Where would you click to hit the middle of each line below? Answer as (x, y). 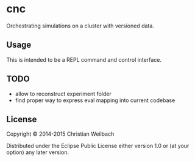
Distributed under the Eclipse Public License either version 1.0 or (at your (98, 146)
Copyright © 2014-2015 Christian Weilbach (60, 134)
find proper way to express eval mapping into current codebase (95, 100)
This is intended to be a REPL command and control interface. (84, 59)
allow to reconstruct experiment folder (63, 94)
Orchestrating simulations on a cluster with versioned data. (80, 26)
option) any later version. (37, 152)
